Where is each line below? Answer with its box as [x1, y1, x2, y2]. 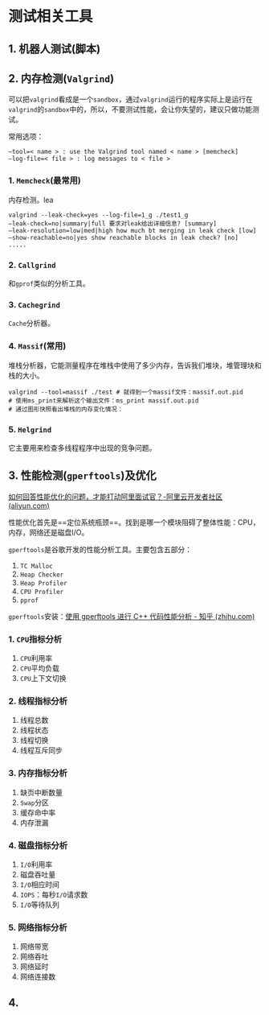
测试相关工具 [8, 7, 94, 26]
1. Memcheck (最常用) [8, 175, 82, 186]
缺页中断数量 [19, 787, 63, 797]
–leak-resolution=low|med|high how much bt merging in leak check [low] [8, 226, 257, 234]
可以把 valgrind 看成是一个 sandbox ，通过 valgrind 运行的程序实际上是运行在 [8, 94, 253, 105]
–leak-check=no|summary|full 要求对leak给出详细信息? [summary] [8, 219, 217, 228]
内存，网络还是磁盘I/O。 [8, 527, 89, 537]
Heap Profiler [19, 579, 67, 588]
